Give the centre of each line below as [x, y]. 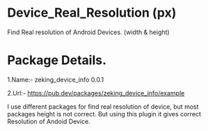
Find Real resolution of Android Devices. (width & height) [88, 32]
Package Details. [57, 60]
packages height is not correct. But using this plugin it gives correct [104, 114]
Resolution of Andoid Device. [49, 121]
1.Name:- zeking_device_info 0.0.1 [56, 79]
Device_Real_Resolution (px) [92, 13]
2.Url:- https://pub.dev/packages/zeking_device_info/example [96, 93]
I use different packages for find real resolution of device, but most [103, 107]
